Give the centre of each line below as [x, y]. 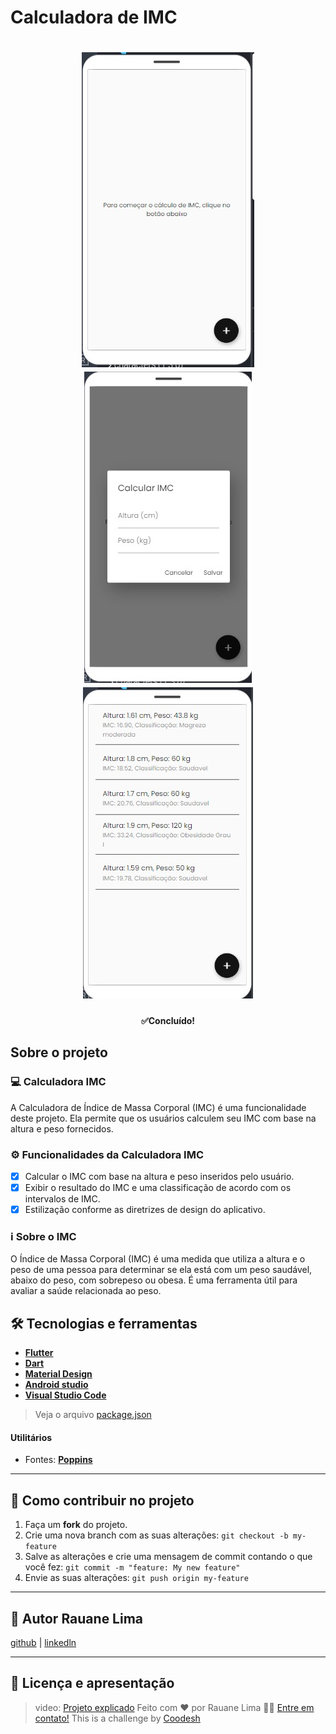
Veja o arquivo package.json [93, 1415]
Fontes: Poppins [58, 1460]
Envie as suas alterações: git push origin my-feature [136, 1578]
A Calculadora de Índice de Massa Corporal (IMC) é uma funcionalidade [158, 1107]
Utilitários [31, 1437]
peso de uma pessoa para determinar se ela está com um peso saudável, [161, 1270]
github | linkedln [43, 1643]
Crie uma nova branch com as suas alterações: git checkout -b [156, 1535]
